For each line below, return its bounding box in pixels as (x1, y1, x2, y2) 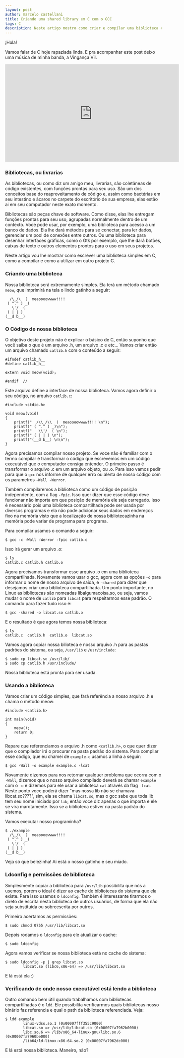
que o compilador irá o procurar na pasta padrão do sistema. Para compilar (5, 748, 159, 754)
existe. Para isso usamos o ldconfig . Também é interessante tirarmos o (5, 893, 151, 899)
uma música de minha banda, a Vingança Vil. (5, 54, 97, 60)
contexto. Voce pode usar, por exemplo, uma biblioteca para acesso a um (5, 222, 156, 228)
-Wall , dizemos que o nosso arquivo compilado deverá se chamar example (5, 777, 156, 783)
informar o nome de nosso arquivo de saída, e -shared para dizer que (5, 579, 147, 585)
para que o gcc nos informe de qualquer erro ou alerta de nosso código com (5, 471, 161, 478)
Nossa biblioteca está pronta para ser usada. (5, 670, 97, 676)
